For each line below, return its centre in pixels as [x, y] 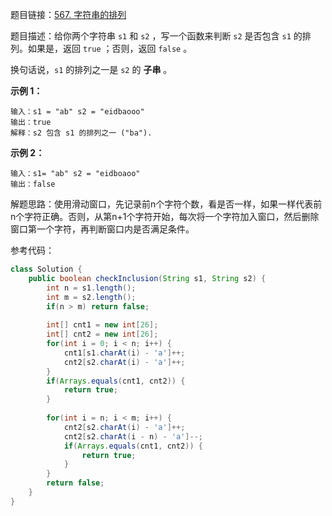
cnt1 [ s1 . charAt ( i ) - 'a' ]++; [124, 353]
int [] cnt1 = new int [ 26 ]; [102, 325]
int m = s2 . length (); [91, 297]
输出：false [33, 184]
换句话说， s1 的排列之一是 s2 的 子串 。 [91, 69]
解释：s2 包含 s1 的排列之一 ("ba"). [81, 133]
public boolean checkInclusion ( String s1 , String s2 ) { [147, 278]
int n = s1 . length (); [91, 288]
